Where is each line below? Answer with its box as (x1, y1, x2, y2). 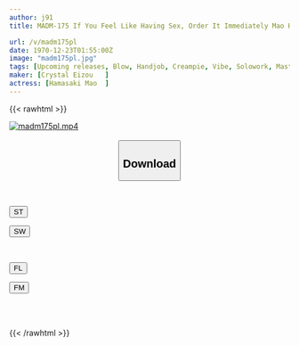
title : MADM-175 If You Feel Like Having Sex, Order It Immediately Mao (9, 21, 285, 30)
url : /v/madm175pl (9, 37, 77, 46)
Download (123, 157, 176, 170)
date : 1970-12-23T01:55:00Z (9, 45, 114, 54)
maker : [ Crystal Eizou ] (9, 70, 109, 80)
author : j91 (9, 12, 53, 22)
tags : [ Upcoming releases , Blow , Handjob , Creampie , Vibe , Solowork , (9, 62, 273, 71)
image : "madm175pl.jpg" (9, 54, 98, 63)
